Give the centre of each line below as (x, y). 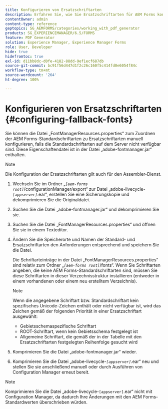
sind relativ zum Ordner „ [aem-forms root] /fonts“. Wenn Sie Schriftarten (86, 265)
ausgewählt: (25, 316)
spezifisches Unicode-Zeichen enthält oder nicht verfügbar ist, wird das (86, 305)
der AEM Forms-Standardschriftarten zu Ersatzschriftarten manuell (74, 139)
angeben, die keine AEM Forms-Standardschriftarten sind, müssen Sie (85, 270)
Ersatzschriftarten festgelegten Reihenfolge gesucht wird (79, 342)
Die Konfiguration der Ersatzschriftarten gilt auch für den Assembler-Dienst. (83, 174)
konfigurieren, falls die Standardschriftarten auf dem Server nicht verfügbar (83, 144)
